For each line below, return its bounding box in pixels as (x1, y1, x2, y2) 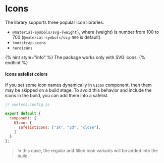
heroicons (12, 46, 33, 51)
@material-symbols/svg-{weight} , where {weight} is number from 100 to (12, 29, 160, 35)
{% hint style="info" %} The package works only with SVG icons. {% (5, 54, 145, 60)
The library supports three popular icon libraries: (5, 19, 104, 25)
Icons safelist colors (5, 71, 48, 77)
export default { (5, 111, 41, 116)
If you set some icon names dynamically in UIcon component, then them (5, 82, 152, 88)
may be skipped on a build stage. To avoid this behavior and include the (5, 87, 152, 93)
